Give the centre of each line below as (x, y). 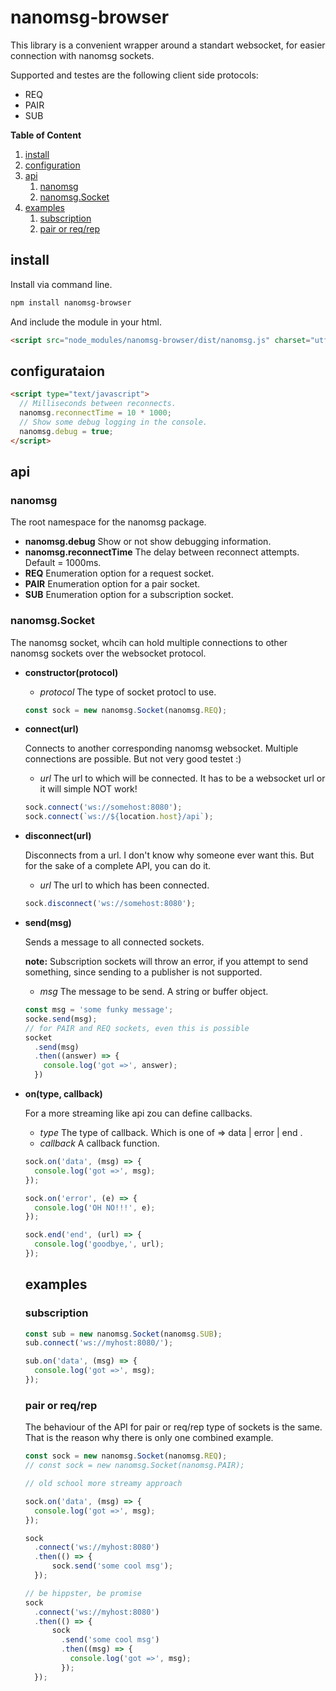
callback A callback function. (99, 1143)
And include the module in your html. (86, 322)
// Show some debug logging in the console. (113, 422)
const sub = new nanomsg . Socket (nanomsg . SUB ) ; (123, 1334)
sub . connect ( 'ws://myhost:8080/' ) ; (99, 1343)
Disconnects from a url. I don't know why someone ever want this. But (169, 855)
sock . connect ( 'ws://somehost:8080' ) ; (103, 807)
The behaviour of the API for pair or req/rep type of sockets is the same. (173, 1427)
